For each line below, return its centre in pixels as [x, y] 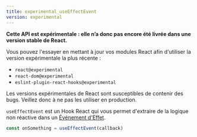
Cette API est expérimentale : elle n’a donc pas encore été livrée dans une [99, 34]
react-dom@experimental [44, 76]
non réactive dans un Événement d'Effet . [56, 117]
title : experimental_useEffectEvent [51, 12]
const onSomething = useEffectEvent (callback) [65, 128]
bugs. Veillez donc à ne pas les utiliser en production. [72, 100]
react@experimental [39, 70]
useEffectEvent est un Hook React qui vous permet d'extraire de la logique [97, 111]
